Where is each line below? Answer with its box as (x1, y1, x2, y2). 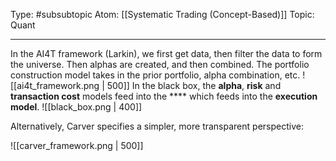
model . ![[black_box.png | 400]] (10, 101, 143, 113)
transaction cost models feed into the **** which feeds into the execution (10, 90, 318, 102)
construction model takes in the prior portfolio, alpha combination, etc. (10, 69, 301, 81)
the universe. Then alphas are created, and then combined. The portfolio (10, 59, 310, 70)
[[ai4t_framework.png (10, 80, 100, 91)
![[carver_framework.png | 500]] (10, 140, 144, 151)
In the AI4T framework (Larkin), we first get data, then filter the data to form (10, 48, 323, 59)
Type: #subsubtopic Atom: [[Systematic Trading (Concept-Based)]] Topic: (10, 9, 315, 20)
